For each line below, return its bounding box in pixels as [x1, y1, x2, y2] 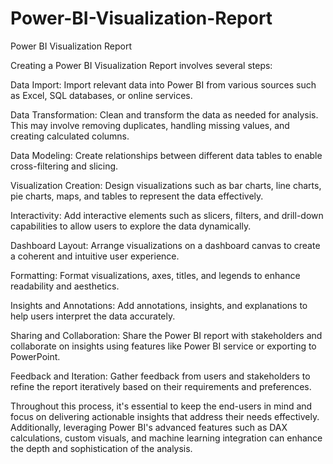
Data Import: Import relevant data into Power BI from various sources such [10, 78, 317, 91]
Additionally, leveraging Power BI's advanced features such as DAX [10, 421, 288, 433]
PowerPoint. [10, 350, 61, 362]
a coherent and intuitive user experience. [10, 250, 180, 262]
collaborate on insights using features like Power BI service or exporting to [10, 340, 317, 352]
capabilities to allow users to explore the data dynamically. [10, 220, 252, 232]
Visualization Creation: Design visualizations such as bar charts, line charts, [10, 179, 322, 191]
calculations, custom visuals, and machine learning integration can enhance [10, 432, 323, 444]
